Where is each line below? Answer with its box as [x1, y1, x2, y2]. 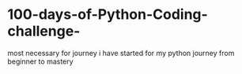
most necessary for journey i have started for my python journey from [7, 48, 235, 57]
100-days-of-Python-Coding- [7, 6, 209, 24]
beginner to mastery [7, 57, 74, 66]
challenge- [7, 22, 81, 40]
